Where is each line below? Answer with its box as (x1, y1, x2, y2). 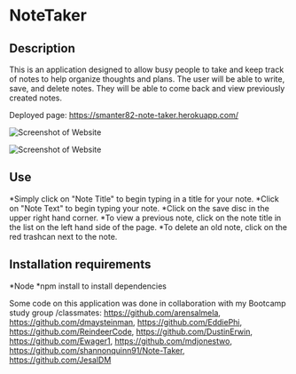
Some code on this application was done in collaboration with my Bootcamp (9, 298, 286, 308)
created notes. (9, 92, 63, 103)
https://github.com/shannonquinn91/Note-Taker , (9, 345, 185, 355)
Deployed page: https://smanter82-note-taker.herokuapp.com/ (9, 110, 239, 120)
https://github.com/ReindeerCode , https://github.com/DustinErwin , (9, 326, 253, 337)
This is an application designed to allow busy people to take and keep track (9, 64, 284, 75)
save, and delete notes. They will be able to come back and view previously (9, 84, 285, 93)
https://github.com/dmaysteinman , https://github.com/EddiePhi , (9, 316, 243, 327)
